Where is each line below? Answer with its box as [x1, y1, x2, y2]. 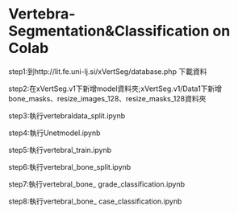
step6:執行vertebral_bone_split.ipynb [8, 162, 132, 171]
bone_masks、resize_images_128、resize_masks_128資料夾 [8, 93, 207, 103]
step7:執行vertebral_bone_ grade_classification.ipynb [8, 179, 186, 189]
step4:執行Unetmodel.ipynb [8, 128, 101, 138]
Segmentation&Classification [8, 22, 210, 40]
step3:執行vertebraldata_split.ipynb [8, 110, 126, 121]
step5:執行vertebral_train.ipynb [8, 145, 112, 154]
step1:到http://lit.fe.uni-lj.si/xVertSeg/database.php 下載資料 [8, 66, 207, 76]
